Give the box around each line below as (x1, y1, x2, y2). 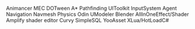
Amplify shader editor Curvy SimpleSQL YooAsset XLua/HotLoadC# (6, 17, 169, 23)
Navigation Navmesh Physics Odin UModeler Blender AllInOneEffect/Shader (6, 11, 189, 18)
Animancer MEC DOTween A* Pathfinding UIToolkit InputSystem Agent (6, 5, 177, 11)
